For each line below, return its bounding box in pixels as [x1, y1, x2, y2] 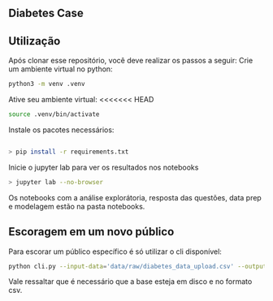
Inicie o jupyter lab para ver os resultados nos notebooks [8, 162, 199, 172]
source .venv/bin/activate [8, 110, 100, 118]
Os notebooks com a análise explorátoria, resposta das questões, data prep [8, 192, 262, 202]
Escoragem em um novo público [8, 225, 175, 239]
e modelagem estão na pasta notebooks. [8, 201, 145, 211]
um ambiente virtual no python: [8, 64, 113, 74]
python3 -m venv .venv [8, 80, 85, 88]
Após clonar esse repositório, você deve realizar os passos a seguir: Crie [8, 56, 253, 66]
